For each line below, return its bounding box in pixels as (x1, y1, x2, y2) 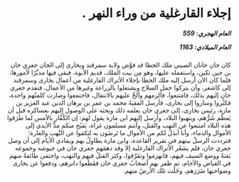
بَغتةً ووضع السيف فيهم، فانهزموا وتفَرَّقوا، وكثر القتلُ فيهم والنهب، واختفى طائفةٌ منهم (9, 151, 231, 160)
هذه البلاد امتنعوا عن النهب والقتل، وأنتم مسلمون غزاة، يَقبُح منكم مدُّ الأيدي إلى (25, 121, 231, 129)
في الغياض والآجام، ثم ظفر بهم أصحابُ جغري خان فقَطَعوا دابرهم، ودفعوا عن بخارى (12, 159, 231, 168)
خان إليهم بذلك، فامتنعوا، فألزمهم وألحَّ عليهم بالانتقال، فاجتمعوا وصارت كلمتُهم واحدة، (9, 91, 231, 100)
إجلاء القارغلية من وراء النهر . (82, 5, 231, 21)
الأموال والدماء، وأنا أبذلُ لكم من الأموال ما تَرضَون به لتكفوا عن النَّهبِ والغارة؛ (28, 129, 231, 137)
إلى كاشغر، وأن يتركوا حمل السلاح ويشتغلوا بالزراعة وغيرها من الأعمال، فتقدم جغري (9, 83, 231, 92)
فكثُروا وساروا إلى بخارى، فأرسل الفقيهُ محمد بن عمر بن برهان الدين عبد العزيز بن (16, 98, 231, 107)
